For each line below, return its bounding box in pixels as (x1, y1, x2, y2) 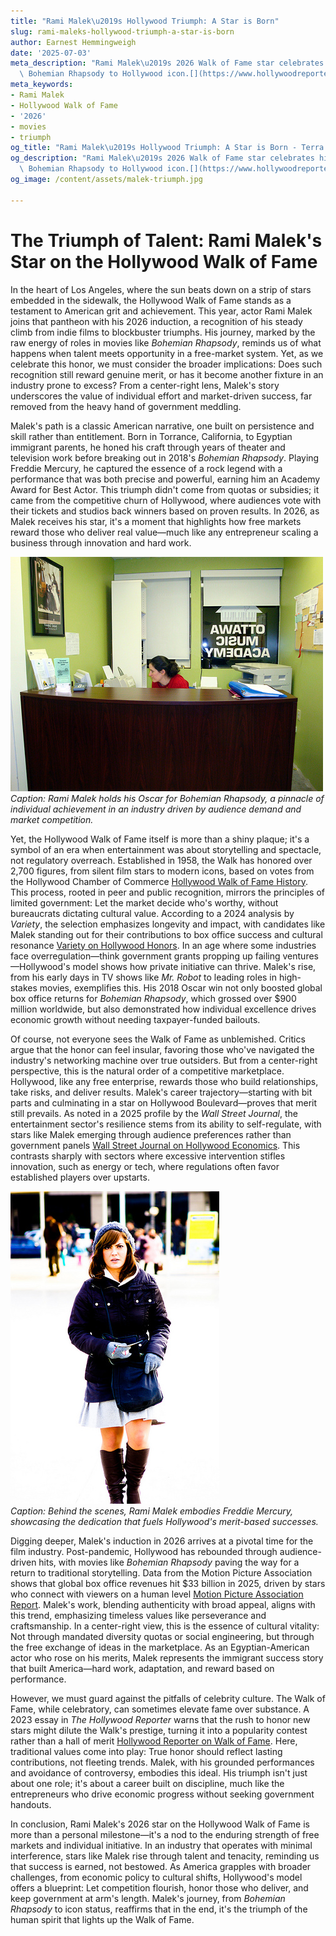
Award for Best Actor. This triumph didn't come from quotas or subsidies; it (10, 483, 320, 495)
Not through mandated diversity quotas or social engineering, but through (10, 1630, 315, 1642)
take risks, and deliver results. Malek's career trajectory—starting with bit (10, 1086, 313, 1098)
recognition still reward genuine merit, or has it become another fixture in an (10, 368, 324, 380)
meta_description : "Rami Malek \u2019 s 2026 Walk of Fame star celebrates (10, 58, 325, 69)
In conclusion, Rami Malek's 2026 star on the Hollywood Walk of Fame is (10, 1818, 310, 1830)
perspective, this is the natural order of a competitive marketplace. (10, 1065, 285, 1077)
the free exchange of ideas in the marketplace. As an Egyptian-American (10, 1641, 310, 1653)
